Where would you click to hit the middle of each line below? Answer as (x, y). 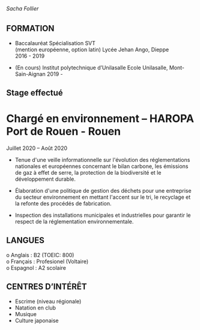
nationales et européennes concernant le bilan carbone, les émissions (102, 166)
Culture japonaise (37, 320)
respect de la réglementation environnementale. (74, 221)
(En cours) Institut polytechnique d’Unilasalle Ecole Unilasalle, (91, 67)
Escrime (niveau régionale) (48, 301)
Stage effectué (35, 93)
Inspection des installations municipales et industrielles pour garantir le (103, 215)
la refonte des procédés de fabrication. (63, 203)
